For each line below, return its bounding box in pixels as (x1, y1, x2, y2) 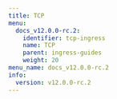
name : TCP (22, 42, 56, 49)
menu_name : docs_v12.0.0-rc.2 (8, 64, 110, 72)
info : (8, 71, 26, 79)
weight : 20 (22, 57, 59, 65)
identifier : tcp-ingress (22, 34, 106, 42)
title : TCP (8, 11, 45, 20)
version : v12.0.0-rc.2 (15, 78, 91, 86)
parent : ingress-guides (22, 49, 103, 57)
